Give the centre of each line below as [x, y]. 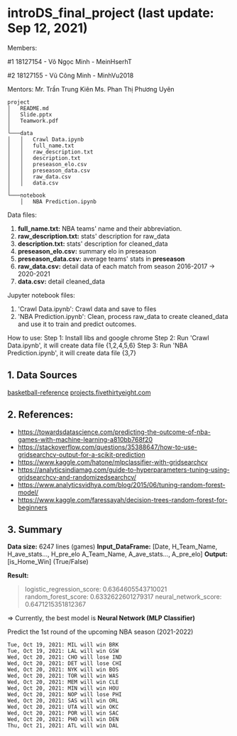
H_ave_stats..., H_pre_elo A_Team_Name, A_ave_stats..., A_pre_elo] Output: [118, 554]
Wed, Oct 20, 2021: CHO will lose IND [65, 657]
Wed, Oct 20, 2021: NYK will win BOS [63, 670]
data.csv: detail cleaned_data [61, 281]
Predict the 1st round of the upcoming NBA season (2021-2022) [100, 632]
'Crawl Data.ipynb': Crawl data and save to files [87, 309]
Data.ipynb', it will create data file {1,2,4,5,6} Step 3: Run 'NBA [98, 345]
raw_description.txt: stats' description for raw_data [94, 236]
